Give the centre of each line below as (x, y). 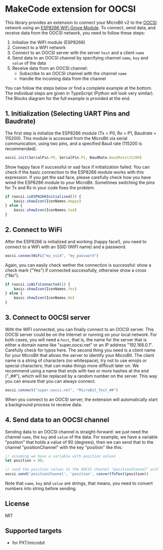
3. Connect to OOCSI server (48, 318)
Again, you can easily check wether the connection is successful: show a (78, 265)
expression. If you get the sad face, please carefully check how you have (78, 177)
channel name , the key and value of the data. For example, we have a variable (81, 437)
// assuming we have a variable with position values (61, 456)
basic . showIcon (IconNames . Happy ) (48, 201)
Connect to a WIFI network (39, 47)
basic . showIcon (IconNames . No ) (44, 298)
